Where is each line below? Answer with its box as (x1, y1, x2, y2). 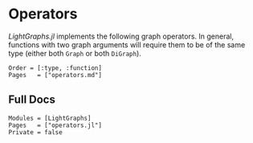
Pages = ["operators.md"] (8, 71, 103, 79)
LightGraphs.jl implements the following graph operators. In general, (8, 31, 235, 41)
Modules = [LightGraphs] (8, 114, 92, 122)
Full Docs (8, 93, 56, 107)
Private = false (8, 128, 63, 137)
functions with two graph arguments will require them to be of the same (8, 39, 246, 49)
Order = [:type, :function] (8, 63, 103, 72)
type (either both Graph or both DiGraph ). (8, 48, 142, 58)
